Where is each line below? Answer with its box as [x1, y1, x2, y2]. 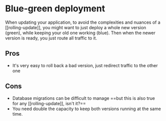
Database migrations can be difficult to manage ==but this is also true [12, 95, 155, 101]
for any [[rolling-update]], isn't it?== [12, 100, 86, 106]
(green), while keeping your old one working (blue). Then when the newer [5, 30, 156, 36]
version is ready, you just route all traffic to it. [5, 35, 98, 41]
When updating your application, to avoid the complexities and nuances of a [5, 19, 161, 25]
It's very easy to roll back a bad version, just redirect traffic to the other [12, 62, 158, 68]
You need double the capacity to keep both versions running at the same [12, 106, 161, 112]
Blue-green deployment [5, 3, 106, 14]
